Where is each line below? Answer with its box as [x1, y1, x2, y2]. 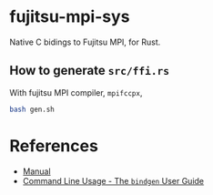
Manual [22, 166, 52, 177]
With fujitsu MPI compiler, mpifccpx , [9, 87, 143, 97]
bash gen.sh [9, 105, 55, 114]
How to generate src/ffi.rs [9, 63, 170, 78]
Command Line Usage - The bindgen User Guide [22, 175, 205, 186]
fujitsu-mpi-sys [9, 6, 130, 27]
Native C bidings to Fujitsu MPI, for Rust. [9, 36, 161, 47]
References [9, 135, 98, 156]
